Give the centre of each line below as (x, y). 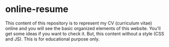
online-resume (37, 9)
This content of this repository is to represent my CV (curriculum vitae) (79, 23)
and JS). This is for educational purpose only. (52, 39)
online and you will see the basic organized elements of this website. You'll (83, 28)
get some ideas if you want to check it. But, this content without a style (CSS (85, 33)
